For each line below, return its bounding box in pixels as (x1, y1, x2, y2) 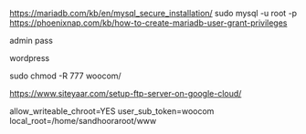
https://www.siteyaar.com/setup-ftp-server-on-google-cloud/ (9, 88, 242, 98)
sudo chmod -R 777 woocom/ (9, 70, 121, 81)
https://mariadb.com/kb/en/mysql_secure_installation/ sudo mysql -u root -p (9, 8, 298, 18)
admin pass (9, 36, 53, 46)
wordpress (9, 53, 50, 63)
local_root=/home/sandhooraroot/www (9, 116, 157, 126)
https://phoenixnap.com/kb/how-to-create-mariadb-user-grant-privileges (9, 17, 288, 28)
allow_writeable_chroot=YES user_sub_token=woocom (9, 106, 215, 117)
